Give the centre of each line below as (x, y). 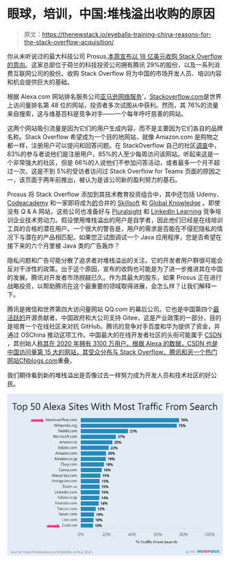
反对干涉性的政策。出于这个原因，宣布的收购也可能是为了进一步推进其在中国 (115, 269)
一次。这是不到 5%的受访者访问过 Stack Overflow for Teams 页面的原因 (114, 171)
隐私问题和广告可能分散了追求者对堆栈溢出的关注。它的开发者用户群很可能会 (115, 260)
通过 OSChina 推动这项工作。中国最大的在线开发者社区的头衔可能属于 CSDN (115, 335)
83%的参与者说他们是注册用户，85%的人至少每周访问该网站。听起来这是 (110, 154)
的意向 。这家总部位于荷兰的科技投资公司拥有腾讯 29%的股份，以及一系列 (111, 64)
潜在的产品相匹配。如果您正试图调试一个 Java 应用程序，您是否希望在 (124, 237)
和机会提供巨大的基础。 (40, 82)
